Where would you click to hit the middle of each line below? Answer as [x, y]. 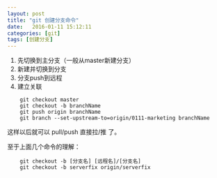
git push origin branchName [60, 112]
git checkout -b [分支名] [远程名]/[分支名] [80, 161]
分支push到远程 [40, 78]
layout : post [26, 14]
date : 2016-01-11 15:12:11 [49, 27]
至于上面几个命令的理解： [44, 147]
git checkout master [49, 100]
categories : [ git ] [34, 33]
